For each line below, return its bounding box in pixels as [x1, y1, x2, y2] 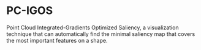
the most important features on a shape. [6, 37, 108, 44]
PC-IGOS [6, 4, 53, 18]
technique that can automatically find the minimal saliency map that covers [6, 30, 195, 37]
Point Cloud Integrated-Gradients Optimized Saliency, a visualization [6, 24, 179, 31]
